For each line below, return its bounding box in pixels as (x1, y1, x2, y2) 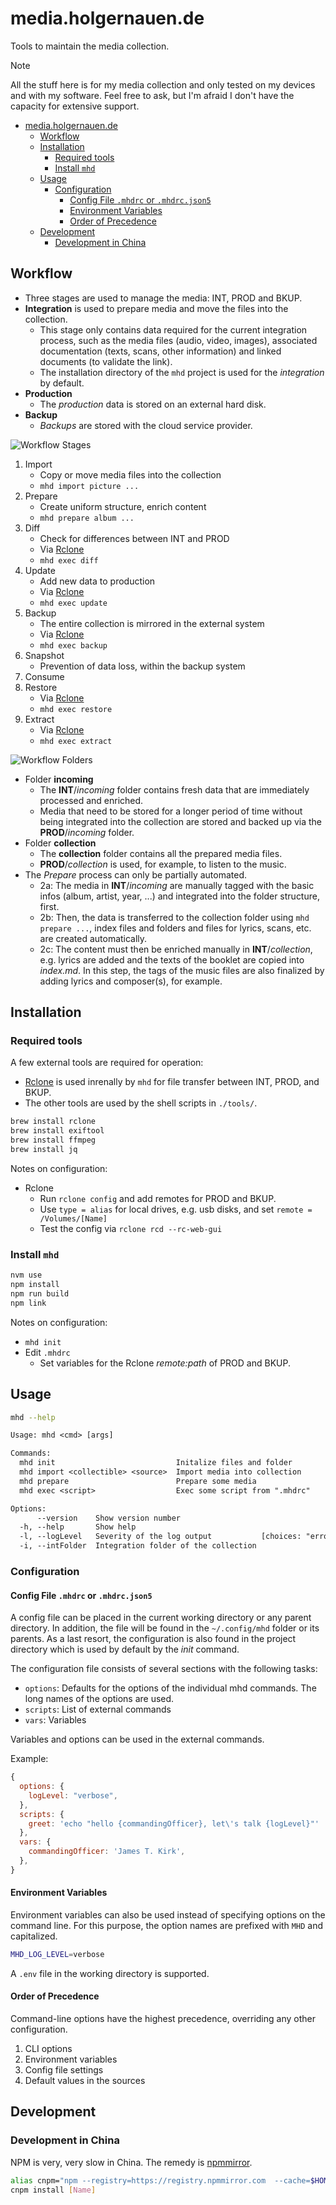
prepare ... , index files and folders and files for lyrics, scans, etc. (39, 922, 312, 934)
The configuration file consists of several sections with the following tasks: (10, 1663, 318, 1675)
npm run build (10, 1288, 70, 1299)
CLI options (24, 2043, 73, 2055)
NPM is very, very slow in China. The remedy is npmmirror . (10, 2156, 253, 2168)
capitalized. (10, 1930, 58, 1942)
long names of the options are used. (24, 1693, 175, 1705)
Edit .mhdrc (24, 1346, 71, 1358)
